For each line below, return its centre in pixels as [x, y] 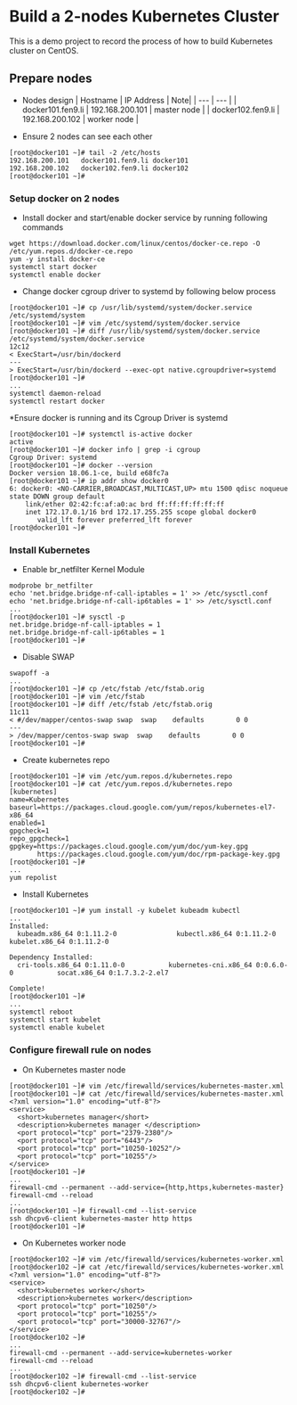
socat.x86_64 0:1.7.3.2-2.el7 [112, 974]
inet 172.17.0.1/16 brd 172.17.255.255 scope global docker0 [140, 513]
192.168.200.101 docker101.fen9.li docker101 [99, 160]
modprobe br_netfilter [51, 586]
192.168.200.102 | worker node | [80, 119]
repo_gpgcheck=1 [39, 839]
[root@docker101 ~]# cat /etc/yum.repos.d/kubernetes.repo [121, 785]
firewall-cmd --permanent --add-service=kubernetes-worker [121, 1352]
